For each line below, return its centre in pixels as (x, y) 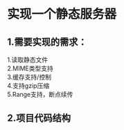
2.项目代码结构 (39, 118)
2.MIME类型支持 (30, 68)
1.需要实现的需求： (47, 42)
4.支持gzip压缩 (28, 86)
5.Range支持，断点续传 (40, 94)
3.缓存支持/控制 (29, 77)
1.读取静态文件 (28, 60)
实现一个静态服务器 (62, 14)
